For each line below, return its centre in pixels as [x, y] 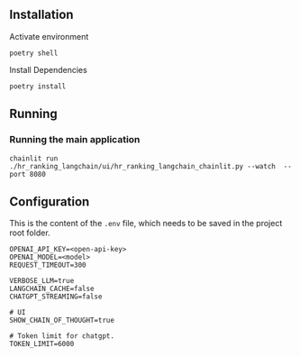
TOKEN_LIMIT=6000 [42, 344]
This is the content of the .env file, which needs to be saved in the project [146, 224]
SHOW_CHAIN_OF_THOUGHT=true [62, 320]
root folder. [30, 233]
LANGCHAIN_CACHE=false [52, 289]
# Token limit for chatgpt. [62, 336]
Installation [41, 15]
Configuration [50, 201]
